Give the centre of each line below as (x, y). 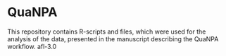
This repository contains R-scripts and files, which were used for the (107, 31)
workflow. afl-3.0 (32, 46)
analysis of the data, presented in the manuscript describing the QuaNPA (113, 38)
